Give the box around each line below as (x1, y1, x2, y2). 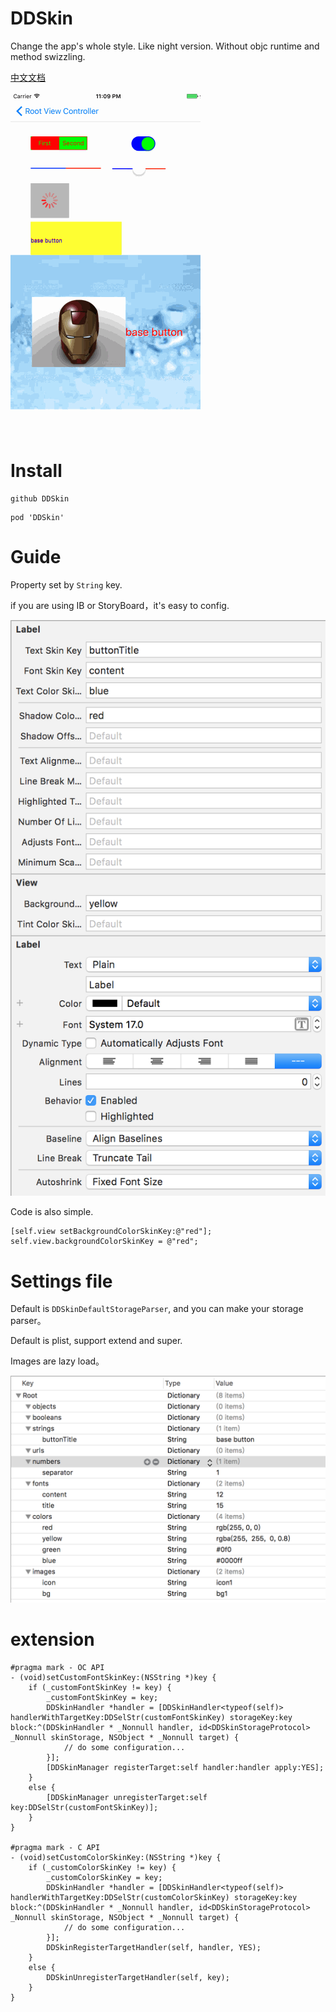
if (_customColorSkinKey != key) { (28, 1862, 177, 1872)
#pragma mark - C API (10, 1842, 101, 1852)
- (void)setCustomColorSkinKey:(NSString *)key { (10, 1852, 222, 1862)
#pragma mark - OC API (10, 1662, 105, 1672)
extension (10, 1628, 95, 1651)
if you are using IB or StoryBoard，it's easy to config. (10, 599, 230, 611)
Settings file (10, 1270, 113, 1292)
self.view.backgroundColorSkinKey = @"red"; (10, 1237, 199, 1247)
